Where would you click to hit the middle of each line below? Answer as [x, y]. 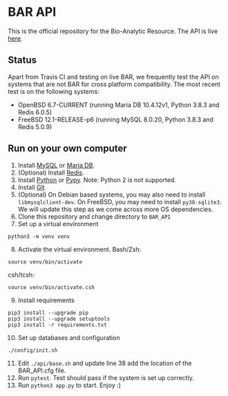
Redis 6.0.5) [35, 112]
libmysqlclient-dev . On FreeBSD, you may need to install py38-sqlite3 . [120, 201]
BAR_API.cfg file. [42, 370]
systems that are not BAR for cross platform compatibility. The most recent [114, 84]
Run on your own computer [67, 149]
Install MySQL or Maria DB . [56, 165]
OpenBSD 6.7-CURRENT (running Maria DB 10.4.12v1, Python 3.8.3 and [118, 105]
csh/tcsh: [21, 275]
